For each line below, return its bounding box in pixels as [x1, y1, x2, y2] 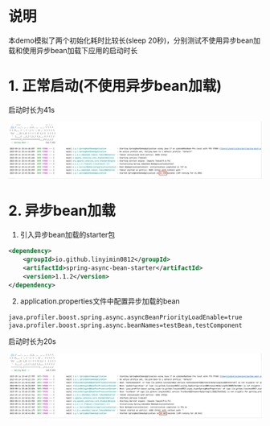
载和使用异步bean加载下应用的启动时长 [8, 45, 138, 55]
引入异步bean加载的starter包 [19, 230, 116, 240]
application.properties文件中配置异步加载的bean [19, 296, 181, 306]
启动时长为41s [8, 105, 55, 114]
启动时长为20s [8, 337, 56, 346]
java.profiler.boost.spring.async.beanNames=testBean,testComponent [8, 321, 243, 330]
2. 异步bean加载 [8, 202, 117, 220]
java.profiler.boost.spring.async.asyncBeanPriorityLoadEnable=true [8, 313, 243, 322]
